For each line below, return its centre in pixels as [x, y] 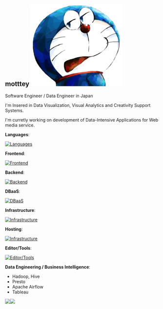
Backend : [15, 172]
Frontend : [15, 153]
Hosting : [14, 229]
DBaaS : [13, 191]
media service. [20, 125]
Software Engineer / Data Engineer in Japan [49, 96]
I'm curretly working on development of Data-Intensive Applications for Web [82, 120]
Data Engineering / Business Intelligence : [48, 267]
